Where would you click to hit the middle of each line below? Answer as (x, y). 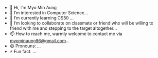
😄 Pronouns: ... (25, 46)
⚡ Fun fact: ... (23, 51)
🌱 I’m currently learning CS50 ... (42, 18)
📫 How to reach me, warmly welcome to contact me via (66, 34)
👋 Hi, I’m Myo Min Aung (33, 8)
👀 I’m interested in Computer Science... (49, 13)
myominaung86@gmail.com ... (39, 41)
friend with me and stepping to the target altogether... (63, 28)
